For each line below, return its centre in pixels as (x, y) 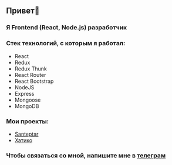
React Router (30, 75)
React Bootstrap (34, 81)
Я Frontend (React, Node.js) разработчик (67, 28)
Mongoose (28, 100)
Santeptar (26, 134)
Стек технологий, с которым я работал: (66, 43)
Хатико (23, 140)
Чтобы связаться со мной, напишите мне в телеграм (86, 155)
